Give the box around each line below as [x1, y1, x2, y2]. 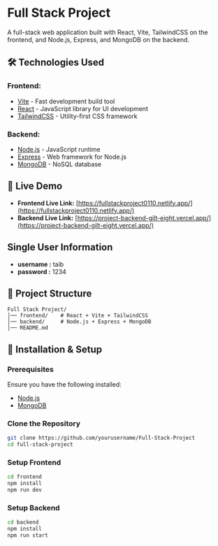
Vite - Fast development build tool [17, 96, 115, 106]
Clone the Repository [7, 418, 81, 428]
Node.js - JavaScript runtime [17, 145, 101, 153]
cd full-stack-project [7, 441, 73, 448]
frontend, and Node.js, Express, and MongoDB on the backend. [7, 35, 190, 43]
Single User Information [7, 241, 113, 253]
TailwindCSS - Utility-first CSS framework [17, 112, 138, 120]
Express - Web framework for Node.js [17, 152, 127, 161]
